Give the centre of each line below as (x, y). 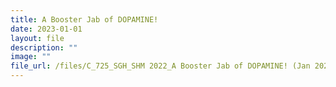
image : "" (31, 57)
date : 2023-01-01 (46, 29)
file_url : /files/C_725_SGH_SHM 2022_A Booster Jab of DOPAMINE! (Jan (160, 66)
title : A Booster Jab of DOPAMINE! (84, 19)
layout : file (37, 38)
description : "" (44, 47)
